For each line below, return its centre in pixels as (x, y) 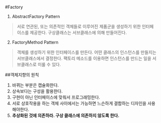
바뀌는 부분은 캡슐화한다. (35, 85)
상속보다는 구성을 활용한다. (37, 91)
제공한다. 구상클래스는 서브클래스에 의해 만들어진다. (78, 33)
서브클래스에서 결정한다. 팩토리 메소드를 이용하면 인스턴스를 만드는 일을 (84, 58)
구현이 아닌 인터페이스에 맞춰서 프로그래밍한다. (56, 97)
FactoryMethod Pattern (35, 42)
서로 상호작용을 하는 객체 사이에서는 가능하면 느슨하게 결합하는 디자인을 (79, 103)
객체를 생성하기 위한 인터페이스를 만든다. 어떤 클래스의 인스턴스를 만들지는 (87, 52)
